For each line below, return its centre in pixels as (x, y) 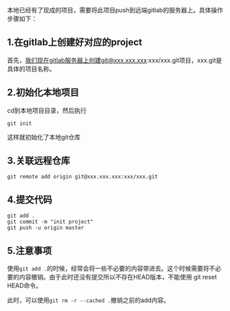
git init (20, 123)
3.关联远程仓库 (39, 161)
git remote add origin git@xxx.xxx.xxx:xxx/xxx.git (82, 177)
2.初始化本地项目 (43, 92)
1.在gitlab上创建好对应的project (75, 42)
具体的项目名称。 (31, 69)
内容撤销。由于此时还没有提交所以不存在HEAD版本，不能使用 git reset (118, 277)
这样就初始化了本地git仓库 (44, 137)
